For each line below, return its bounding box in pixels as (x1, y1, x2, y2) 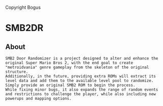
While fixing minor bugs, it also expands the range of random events (5, 87, 158, 92)
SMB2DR (5, 22, 44, 34)
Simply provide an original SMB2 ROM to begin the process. (5, 83, 136, 88)
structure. (5, 69, 29, 74)
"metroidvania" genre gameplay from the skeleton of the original (5, 65, 149, 70)
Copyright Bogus (5, 5, 41, 10)
